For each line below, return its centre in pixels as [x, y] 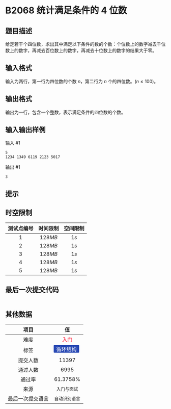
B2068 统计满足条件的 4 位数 [66, 10]
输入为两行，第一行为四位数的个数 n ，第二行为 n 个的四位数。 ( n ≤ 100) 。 [82, 81]
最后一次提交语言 [28, 399]
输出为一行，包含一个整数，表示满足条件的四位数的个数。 [65, 112]
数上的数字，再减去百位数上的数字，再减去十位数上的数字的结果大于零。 [81, 50]
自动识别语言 [67, 399]
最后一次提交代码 [32, 290]
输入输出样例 [25, 130]
